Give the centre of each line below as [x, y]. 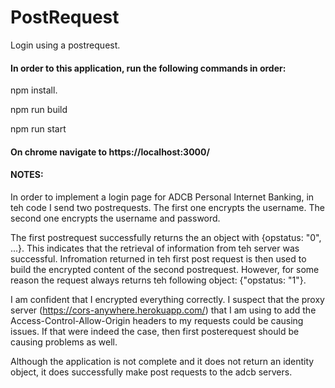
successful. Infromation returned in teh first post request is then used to [158, 258]
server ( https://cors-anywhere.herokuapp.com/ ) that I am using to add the [163, 310]
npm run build [39, 110]
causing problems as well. [64, 342]
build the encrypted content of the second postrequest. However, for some [165, 269]
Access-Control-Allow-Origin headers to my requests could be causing [157, 320]
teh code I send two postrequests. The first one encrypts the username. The [167, 207]
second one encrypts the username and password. [115, 218]
